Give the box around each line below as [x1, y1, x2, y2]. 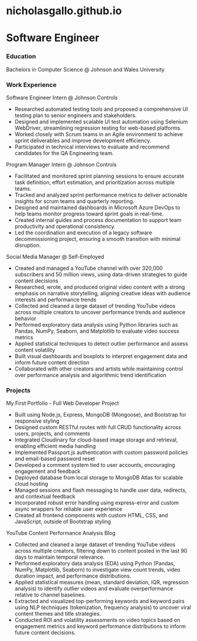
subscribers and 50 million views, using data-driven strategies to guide [14, 270, 188, 278]
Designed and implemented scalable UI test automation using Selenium [14, 118, 188, 125]
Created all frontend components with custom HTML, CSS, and [14, 512, 168, 519]
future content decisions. [14, 629, 76, 636]
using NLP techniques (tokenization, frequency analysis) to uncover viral [14, 604, 192, 611]
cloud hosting [14, 481, 48, 488]
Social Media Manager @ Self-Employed [6, 253, 104, 260]
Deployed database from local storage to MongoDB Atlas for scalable [14, 474, 183, 481]
